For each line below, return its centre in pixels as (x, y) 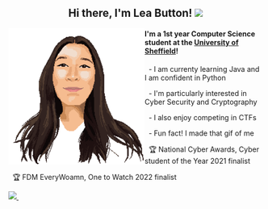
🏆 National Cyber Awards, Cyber (204, 149)
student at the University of (192, 42)
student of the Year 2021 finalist (198, 161)
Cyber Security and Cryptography (201, 102)
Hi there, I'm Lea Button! (130, 13)
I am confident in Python (185, 77)
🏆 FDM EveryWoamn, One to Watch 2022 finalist (94, 177)
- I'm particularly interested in (198, 93)
